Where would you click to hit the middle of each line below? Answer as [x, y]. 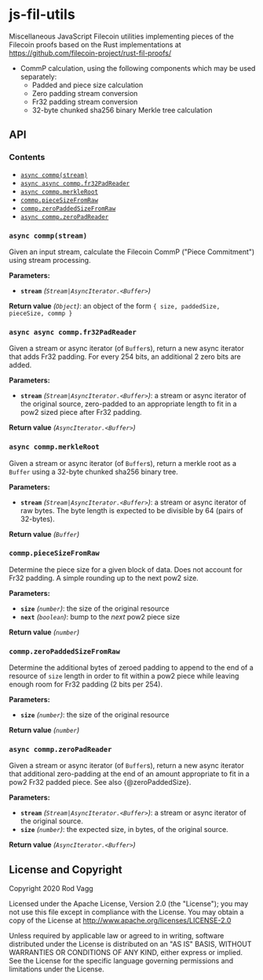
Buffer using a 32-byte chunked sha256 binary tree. [94, 472]
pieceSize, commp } [41, 313]
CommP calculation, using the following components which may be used [138, 68]
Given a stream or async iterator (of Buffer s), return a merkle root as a [123, 463]
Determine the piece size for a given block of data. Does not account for [126, 569]
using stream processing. [50, 260]
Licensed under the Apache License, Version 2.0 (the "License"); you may [129, 904]
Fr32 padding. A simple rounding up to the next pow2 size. [104, 578]
